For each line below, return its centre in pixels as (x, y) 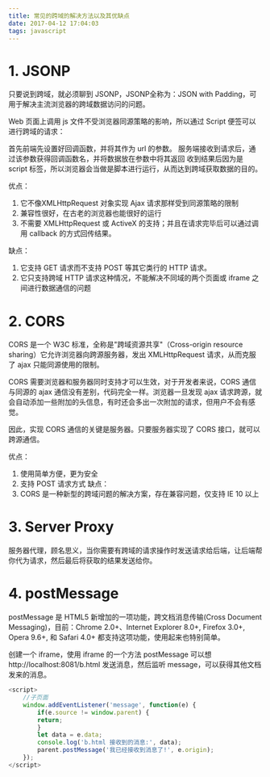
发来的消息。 (29, 674)
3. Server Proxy (61, 527)
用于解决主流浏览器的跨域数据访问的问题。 (79, 104)
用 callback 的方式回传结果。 (68, 233)
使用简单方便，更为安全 (59, 474)
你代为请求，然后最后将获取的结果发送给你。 (83, 561)
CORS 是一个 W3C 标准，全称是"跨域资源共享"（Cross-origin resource (126, 345)
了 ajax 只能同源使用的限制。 (56, 365)
